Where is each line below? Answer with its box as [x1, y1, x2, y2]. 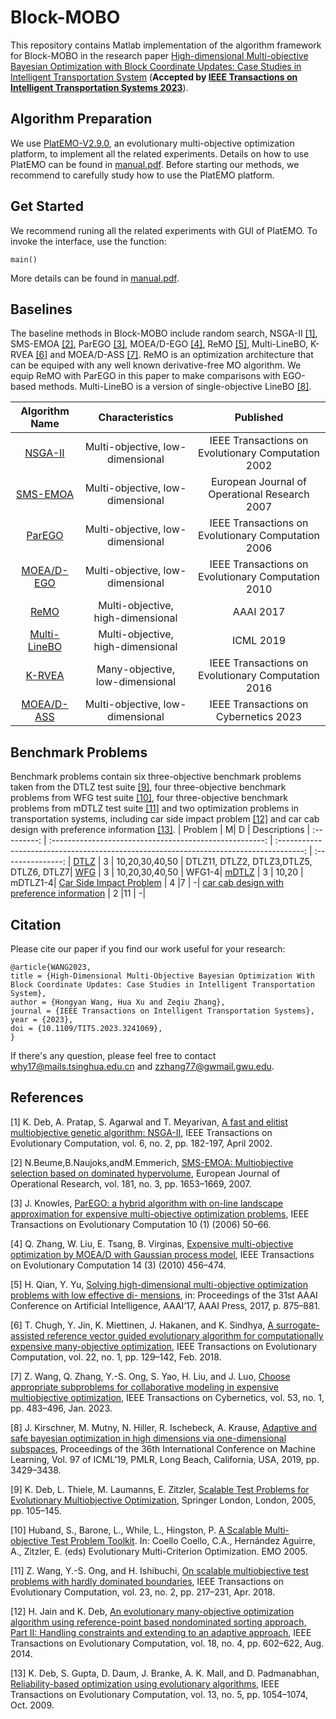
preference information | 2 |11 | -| [10, 887, 147, 900]
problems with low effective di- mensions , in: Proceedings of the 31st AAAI [10, 1289, 318, 1301]
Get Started [10, 198, 84, 215]
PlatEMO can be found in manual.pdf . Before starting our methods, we [10, 158, 300, 170]
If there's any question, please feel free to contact [10, 1050, 217, 1061]
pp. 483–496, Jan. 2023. [10, 1402, 113, 1414]
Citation [10, 916, 62, 933]
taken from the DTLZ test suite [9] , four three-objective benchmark [10, 781, 287, 793]
